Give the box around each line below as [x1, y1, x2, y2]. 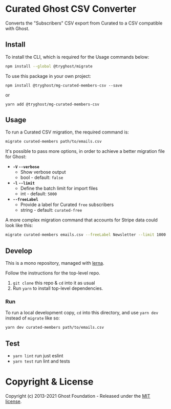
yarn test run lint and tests [12, 358, 70, 364]
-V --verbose [12, 165, 39, 170]
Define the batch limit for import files [20, 185, 98, 192]
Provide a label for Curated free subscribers [20, 201, 114, 208]
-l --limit [12, 181, 35, 186]
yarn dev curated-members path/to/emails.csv [5, 325, 104, 330]
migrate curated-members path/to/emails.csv [5, 139, 102, 144]
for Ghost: [5, 154, 27, 160]
